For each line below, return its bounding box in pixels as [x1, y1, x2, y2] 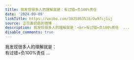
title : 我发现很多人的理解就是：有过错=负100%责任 [5, 7, 97, 12]
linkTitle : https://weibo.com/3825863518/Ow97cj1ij [5, 16, 112, 21]
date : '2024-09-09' [5, 12, 45, 17]
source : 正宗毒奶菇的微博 [5, 20, 52, 26]
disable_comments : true [5, 30, 54, 35]
